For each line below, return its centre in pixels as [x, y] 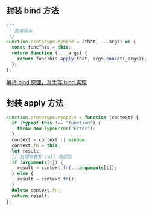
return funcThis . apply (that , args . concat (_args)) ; [82, 59]
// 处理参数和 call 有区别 [42, 157]
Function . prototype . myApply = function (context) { [72, 117]
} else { [23, 174]
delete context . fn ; [36, 190]
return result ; [31, 196]
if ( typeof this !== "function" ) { [56, 123]
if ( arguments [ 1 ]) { [37, 162]
